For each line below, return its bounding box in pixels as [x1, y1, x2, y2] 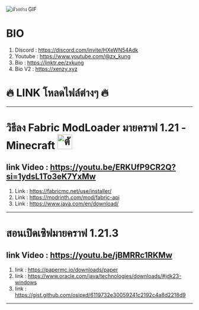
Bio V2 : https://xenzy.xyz [14, 65, 78, 72]
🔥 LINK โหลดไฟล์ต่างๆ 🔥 [6, 86, 109, 100]
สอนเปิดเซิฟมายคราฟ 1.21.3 [6, 226, 119, 240]
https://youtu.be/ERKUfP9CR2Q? [50, 162, 176, 172]
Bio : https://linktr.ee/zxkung [14, 59, 84, 66]
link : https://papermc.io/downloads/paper [14, 266, 118, 273]
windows [14, 279, 37, 286]
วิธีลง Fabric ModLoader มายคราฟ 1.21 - [6, 121, 187, 135]
